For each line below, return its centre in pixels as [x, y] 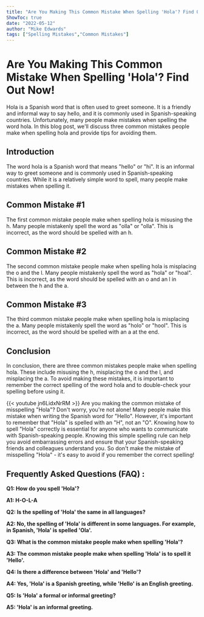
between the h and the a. [37, 285]
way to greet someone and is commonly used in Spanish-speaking [90, 173]
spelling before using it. [36, 391]
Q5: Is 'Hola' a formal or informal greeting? [61, 595]
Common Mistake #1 [46, 205]
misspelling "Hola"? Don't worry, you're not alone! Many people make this [99, 410]
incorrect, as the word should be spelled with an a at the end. [83, 332]
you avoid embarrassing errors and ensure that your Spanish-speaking [95, 442]
